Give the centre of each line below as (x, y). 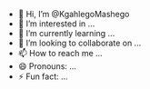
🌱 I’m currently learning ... (66, 33)
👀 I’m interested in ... (56, 24)
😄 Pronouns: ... (47, 66)
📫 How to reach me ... (60, 53)
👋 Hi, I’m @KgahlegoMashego (74, 14)
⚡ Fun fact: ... (43, 76)
